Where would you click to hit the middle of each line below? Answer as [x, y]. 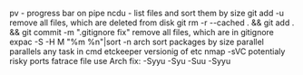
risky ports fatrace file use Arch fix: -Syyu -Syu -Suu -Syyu [120, 61]
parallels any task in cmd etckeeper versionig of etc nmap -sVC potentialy [147, 52]
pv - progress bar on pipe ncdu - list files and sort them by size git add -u [147, 13]
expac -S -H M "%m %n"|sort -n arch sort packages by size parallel [137, 42]
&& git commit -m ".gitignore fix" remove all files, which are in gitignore [142, 32]
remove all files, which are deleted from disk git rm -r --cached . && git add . [152, 23]
